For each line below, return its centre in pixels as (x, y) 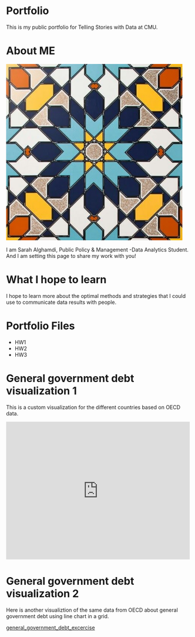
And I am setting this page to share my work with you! (71, 256)
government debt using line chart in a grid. (58, 616)
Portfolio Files (41, 326)
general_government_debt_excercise (51, 628)
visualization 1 (42, 390)
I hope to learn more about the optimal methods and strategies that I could (96, 296)
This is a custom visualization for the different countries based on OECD (93, 407)
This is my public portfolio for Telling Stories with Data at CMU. (82, 27)
